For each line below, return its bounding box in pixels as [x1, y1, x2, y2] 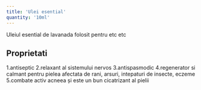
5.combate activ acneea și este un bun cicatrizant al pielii [6, 77, 150, 84]
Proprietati [6, 48, 47, 58]
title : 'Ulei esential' [6, 8, 67, 15]
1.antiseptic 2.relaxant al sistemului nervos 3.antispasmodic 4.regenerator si [6, 64, 196, 71]
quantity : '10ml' [6, 14, 50, 20]
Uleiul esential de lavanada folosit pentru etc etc [6, 31, 127, 38]
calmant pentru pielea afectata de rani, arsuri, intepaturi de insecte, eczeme [6, 70, 196, 78]
